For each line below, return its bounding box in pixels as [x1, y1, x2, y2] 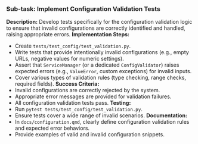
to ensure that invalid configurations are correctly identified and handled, [6, 24, 186, 32]
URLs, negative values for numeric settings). [14, 55, 124, 62]
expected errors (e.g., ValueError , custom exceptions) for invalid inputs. [14, 68, 192, 75]
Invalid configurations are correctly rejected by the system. [14, 87, 160, 94]
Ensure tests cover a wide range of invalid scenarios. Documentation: [14, 112, 188, 119]
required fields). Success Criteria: [14, 80, 100, 87]
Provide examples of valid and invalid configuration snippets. [14, 131, 165, 138]
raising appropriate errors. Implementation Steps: [6, 31, 130, 38]
